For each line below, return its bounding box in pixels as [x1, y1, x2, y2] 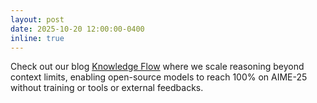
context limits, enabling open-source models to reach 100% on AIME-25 [10, 71, 308, 83]
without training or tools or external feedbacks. [10, 82, 204, 94]
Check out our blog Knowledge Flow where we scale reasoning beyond [10, 61, 305, 73]
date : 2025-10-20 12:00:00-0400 [10, 24, 145, 34]
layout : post [10, 14, 65, 25]
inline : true [10, 33, 65, 43]
